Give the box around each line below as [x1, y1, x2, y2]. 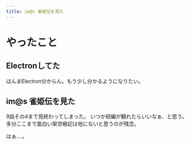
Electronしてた [6, 61, 60, 71]
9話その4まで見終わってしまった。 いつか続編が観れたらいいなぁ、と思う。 [6, 113, 188, 120]
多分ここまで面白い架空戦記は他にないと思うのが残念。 [6, 120, 139, 127]
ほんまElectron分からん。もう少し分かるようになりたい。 [6, 77, 144, 85]
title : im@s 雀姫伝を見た [6, 8, 64, 15]
